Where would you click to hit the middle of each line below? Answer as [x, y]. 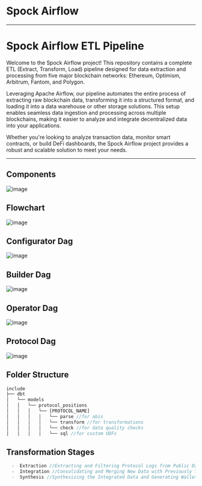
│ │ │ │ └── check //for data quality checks [75, 428]
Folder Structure [38, 375]
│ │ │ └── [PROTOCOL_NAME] [48, 411]
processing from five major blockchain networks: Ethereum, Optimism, [93, 75]
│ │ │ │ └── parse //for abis [55, 416]
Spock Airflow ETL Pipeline [75, 46]
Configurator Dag [40, 241]
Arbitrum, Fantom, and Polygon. [46, 82]
